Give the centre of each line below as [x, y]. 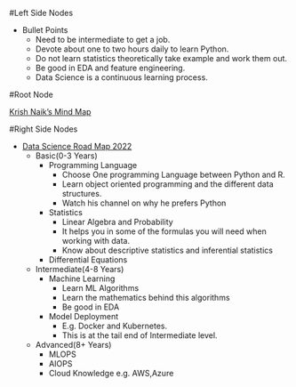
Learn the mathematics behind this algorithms [146, 298]
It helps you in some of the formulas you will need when [164, 231]
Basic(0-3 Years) [66, 156]
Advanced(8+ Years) [73, 345]
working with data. [96, 241]
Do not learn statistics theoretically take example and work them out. [161, 58]
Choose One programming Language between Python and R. [174, 174]
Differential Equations [88, 260]
